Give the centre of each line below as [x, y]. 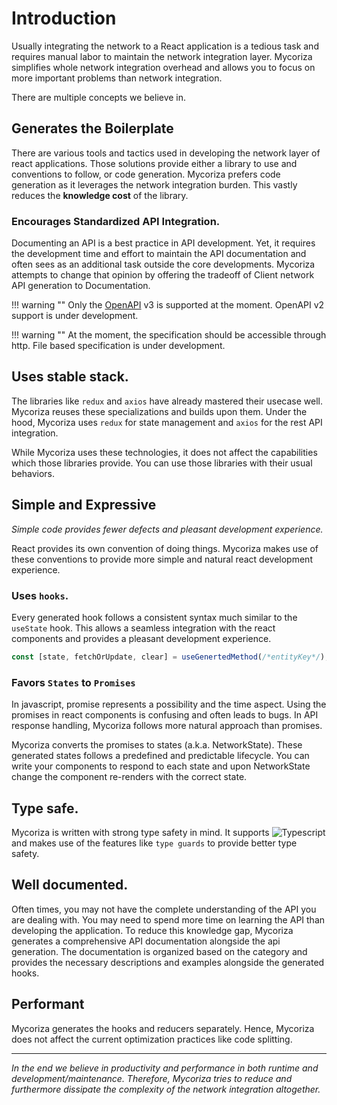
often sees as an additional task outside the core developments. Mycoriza [163, 264]
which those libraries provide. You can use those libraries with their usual [162, 463]
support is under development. [75, 316]
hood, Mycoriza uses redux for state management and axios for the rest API [167, 422]
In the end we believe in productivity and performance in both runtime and [165, 1068]
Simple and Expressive [84, 505]
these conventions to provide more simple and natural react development [162, 559]
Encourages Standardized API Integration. [116, 221]
